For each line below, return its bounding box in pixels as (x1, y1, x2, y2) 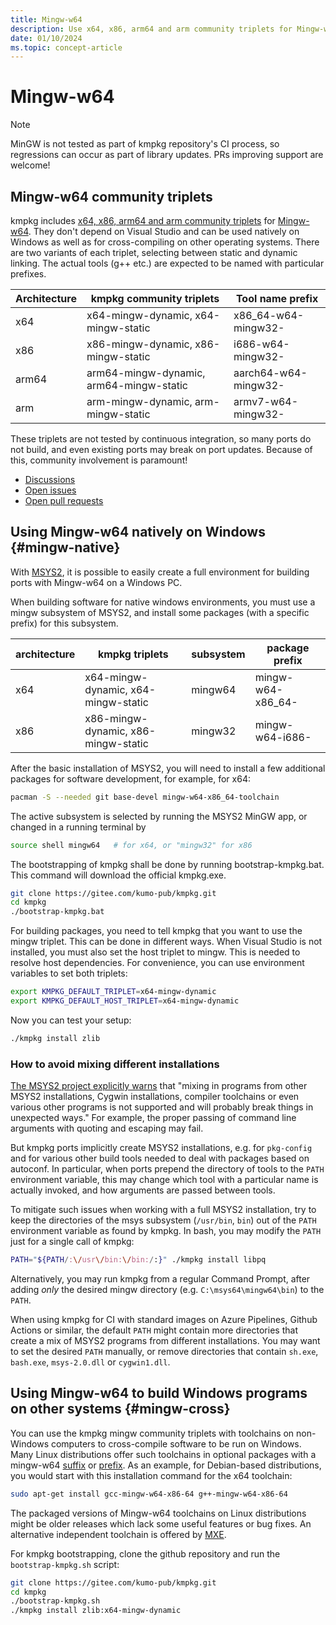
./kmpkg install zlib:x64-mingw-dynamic (10, 1606, 182, 1616)
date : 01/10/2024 (10, 33, 83, 43)
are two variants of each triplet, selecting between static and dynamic (10, 247, 298, 258)
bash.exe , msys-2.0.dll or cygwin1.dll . (10, 1356, 171, 1368)
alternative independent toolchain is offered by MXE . (10, 1528, 227, 1540)
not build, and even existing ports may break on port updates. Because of (10, 444, 313, 455)
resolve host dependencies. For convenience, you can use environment (10, 957, 305, 969)
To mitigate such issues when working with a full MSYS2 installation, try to (10, 1204, 317, 1216)
